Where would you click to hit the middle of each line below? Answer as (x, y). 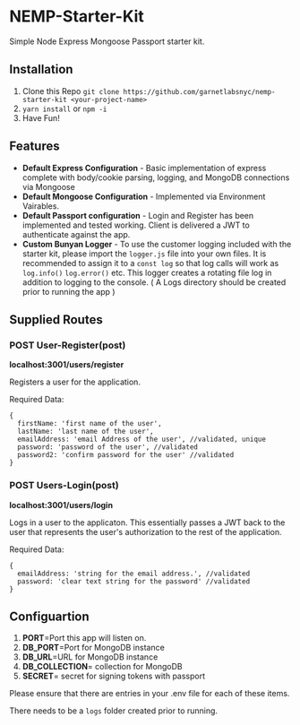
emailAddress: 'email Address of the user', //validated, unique (142, 440)
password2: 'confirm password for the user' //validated (126, 455)
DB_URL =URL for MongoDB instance (90, 657)
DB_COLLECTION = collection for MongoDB (102, 667)
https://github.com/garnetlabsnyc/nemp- (199, 91)
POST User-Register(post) (68, 345)
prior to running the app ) (69, 291)
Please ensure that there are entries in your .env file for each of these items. (150, 694)
